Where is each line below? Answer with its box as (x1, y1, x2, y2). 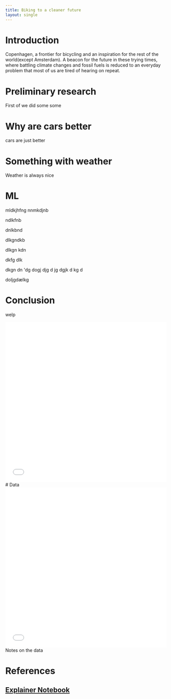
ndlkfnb (5, 217, 22, 223)
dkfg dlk (5, 257, 23, 263)
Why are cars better (5, 120, 92, 132)
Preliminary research (5, 86, 96, 97)
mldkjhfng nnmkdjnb (5, 207, 49, 213)
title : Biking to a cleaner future (5, 7, 81, 13)
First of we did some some (5, 102, 61, 109)
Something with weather (5, 155, 113, 167)
